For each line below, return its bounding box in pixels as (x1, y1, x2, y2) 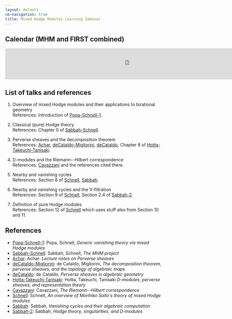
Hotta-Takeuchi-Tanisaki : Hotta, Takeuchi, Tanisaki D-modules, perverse (12, 276, 161, 282)
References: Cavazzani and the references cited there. (12, 162, 124, 168)
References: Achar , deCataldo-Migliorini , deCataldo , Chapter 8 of (12, 142, 146, 148)
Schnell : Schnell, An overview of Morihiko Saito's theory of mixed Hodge (12, 292, 161, 298)
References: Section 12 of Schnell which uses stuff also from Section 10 (12, 207, 159, 213)
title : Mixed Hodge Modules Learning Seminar (5, 16, 101, 21)
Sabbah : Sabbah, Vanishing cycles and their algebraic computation (12, 303, 150, 309)
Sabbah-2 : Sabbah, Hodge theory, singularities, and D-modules (12, 308, 143, 314)
